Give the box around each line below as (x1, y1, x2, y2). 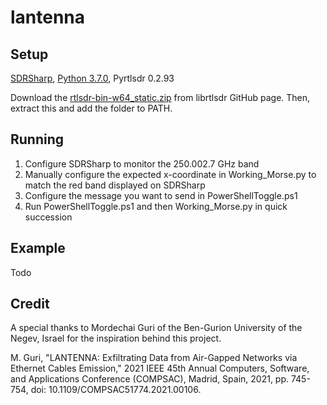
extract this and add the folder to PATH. (10, 102, 173, 114)
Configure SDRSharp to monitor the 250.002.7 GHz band (24, 157, 260, 170)
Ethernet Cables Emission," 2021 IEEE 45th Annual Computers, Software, (10, 362, 310, 375)
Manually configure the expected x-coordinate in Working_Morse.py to (24, 168, 317, 180)
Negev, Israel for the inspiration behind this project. (10, 332, 222, 345)
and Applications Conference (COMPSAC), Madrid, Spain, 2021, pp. (10, 373, 290, 385)
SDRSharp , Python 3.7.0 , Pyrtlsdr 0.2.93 (10, 72, 175, 84)
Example (10, 240, 66, 257)
